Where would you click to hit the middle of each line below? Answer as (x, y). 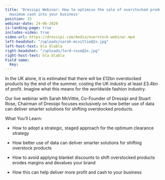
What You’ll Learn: (24, 119)
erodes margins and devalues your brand (54, 163)
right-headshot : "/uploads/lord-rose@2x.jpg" (52, 51)
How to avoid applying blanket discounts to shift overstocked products (83, 157)
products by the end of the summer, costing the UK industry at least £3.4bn (82, 84)
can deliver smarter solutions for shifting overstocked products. (69, 109)
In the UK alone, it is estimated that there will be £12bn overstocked (73, 79)
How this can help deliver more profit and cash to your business (77, 172)
